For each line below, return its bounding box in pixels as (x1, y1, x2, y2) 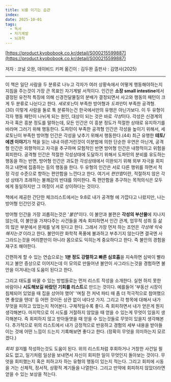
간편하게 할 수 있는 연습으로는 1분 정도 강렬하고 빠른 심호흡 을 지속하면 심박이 (5, 254, 156, 260)
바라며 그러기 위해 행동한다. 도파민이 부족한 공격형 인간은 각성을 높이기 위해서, (5, 126, 160, 132)
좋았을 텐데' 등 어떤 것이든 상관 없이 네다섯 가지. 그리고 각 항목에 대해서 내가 (10, 296, 161, 303)
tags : (5, 21, 17, 27)
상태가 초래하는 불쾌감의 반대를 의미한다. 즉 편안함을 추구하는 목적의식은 (10, 177, 154, 183)
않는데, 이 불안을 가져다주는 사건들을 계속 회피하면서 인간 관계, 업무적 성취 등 (5, 217, 157, 224)
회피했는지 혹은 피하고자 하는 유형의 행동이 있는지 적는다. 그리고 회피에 (14, 358, 155, 364)
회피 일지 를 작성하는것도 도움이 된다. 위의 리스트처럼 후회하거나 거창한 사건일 (5, 345, 158, 351)
